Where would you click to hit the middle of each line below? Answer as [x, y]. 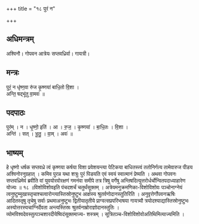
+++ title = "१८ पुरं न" [31, 9]
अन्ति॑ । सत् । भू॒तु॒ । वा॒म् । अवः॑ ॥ [39, 134]
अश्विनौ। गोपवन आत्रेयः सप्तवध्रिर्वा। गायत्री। [48, 54]
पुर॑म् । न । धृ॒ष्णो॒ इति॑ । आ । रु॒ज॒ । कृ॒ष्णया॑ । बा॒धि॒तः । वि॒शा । [67, 127]
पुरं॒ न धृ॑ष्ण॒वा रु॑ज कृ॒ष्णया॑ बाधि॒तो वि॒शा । [43, 87]
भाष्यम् [15, 153]
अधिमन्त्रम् [20, 39]
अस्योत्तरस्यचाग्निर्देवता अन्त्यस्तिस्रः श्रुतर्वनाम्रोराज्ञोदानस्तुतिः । [63, 207]
